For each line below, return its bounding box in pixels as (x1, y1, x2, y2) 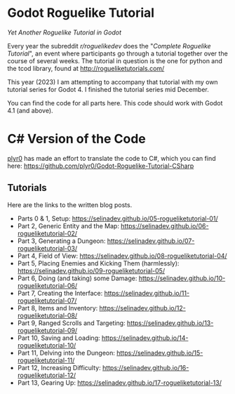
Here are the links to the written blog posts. (7, 200, 133, 209)
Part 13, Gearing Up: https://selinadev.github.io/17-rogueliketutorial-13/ (17, 378, 222, 387)
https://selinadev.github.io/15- (116, 348, 203, 357)
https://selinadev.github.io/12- (99, 303, 186, 312)
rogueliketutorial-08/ (17, 311, 78, 320)
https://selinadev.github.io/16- (102, 363, 189, 372)
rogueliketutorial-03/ (17, 244, 78, 252)
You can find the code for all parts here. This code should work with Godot (7, 98, 223, 107)
